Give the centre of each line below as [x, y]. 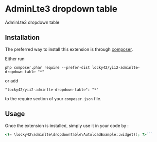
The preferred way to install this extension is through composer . [69, 49]
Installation [22, 38]
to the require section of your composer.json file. [53, 98]
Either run [15, 59]
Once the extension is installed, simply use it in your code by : [67, 126]
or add [12, 80]
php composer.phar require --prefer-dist [48, 67]
